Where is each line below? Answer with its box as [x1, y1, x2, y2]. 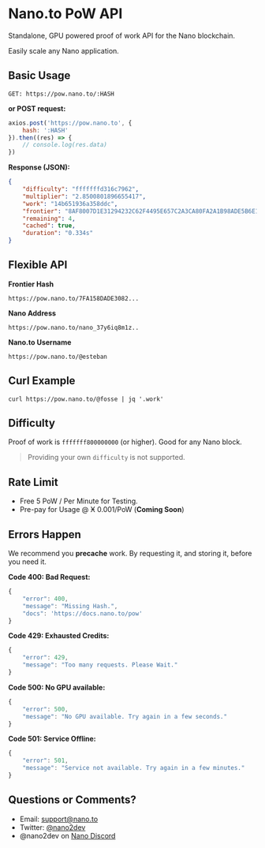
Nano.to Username [8, 337, 72, 347]
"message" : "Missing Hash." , [22, 602, 118, 610]
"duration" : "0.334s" [22, 230, 93, 237]
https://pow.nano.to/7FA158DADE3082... [8, 294, 140, 302]
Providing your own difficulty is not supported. [27, 453, 185, 462]
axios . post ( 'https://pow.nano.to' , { [8, 119, 132, 127]
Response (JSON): [8, 163, 70, 172]
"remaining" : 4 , [22, 215, 77, 222]
